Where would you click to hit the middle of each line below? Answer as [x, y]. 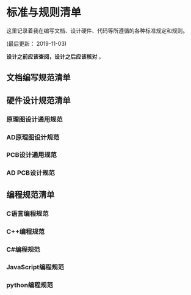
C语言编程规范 [27, 213]
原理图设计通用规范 [34, 119]
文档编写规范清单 [38, 78]
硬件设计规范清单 [38, 100]
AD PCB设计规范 [31, 173]
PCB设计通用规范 [31, 155]
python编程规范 [30, 285]
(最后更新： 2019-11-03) [37, 43]
